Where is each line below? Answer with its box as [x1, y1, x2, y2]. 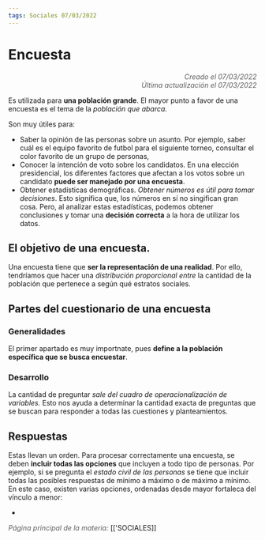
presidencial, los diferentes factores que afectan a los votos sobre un [19, 168, 245, 178]
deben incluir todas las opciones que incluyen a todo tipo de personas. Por [8, 459, 255, 469]
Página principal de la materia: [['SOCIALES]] [8, 523, 157, 533]
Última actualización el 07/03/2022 [141, 80, 257, 89]
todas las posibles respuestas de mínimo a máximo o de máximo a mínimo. [8, 476, 251, 485]
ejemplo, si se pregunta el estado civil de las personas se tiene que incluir [8, 467, 249, 477]
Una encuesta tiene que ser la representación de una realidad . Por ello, [8, 262, 243, 272]
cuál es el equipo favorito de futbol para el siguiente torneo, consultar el [19, 143, 255, 153]
